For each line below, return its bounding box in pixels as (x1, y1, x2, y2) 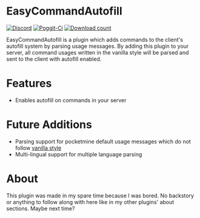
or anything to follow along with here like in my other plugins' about (6, 198, 175, 205)
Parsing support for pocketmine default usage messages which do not (15, 137, 191, 145)
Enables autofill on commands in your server (15, 96, 127, 104)
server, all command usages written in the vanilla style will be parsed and (6, 48, 189, 56)
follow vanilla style (15, 144, 62, 151)
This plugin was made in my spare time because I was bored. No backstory (6, 192, 195, 199)
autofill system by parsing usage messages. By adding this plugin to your (6, 42, 189, 50)
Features (6, 77, 52, 90)
